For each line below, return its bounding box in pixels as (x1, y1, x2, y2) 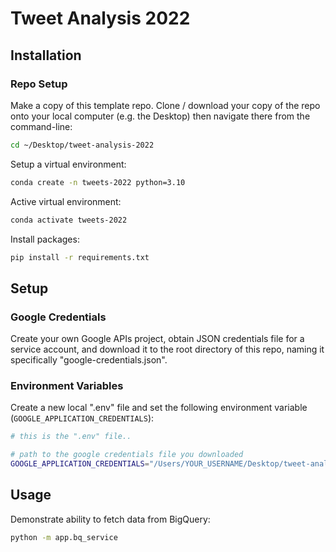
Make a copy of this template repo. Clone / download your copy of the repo (10, 99, 321, 111)
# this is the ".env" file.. (10, 432, 132, 442)
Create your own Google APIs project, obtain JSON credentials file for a (10, 333, 305, 345)
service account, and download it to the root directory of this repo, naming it (10, 343, 325, 356)
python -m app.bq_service (10, 532, 118, 542)
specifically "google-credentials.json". (10, 354, 168, 366)
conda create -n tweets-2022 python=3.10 (10, 177, 186, 187)
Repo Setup (10, 77, 68, 91)
